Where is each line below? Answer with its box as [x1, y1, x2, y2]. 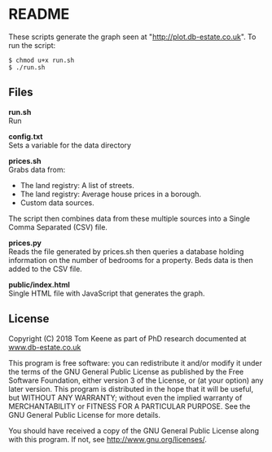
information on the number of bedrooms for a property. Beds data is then [8, 255, 254, 265]
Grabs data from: [8, 165, 66, 174]
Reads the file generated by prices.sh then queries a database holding [8, 246, 244, 257]
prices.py [8, 238, 42, 248]
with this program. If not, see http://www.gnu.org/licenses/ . [8, 434, 208, 444]
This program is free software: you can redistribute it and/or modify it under [8, 358, 262, 367]
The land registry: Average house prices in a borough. [20, 189, 202, 199]
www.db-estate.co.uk [8, 342, 81, 352]
